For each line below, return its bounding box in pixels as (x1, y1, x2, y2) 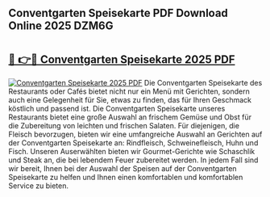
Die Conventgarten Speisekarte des (143, 78, 263, 87)
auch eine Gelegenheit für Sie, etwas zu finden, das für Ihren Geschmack (8, 95, 252, 104)
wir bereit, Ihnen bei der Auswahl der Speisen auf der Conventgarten (8, 164, 237, 173)
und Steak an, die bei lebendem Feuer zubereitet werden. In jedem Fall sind (8, 155, 259, 165)
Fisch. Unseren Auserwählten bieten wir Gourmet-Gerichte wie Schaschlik (8, 147, 255, 156)
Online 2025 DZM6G (8, 19, 114, 33)
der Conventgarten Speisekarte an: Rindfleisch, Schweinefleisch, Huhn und (8, 138, 259, 148)
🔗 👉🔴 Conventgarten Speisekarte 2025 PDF (8, 52, 235, 66)
